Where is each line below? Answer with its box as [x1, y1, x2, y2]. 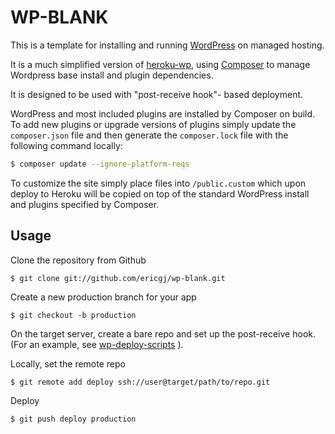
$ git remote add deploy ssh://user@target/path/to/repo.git [10, 377, 271, 387]
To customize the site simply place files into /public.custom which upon [10, 177, 307, 189]
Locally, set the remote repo [10, 357, 126, 370]
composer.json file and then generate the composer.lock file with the [10, 129, 289, 141]
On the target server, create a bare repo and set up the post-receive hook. [10, 327, 316, 340]
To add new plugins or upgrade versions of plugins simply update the [10, 118, 297, 130]
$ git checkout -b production [10, 310, 137, 320]
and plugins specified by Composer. [10, 198, 160, 210]
